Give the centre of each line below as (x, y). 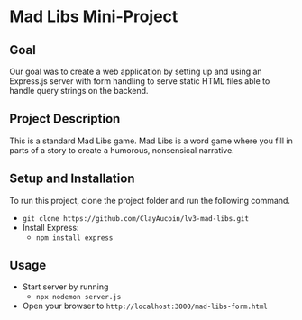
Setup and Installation (72, 179)
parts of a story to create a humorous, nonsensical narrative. (122, 150)
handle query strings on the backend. (79, 91)
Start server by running (65, 287)
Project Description (65, 119)
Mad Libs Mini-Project (94, 17)
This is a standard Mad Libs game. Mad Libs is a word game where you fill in (151, 141)
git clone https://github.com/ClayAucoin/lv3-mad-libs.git (136, 218)
